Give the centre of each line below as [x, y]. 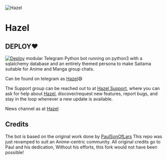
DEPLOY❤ [22, 46]
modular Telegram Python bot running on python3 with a [84, 58]
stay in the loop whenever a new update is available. [59, 99]
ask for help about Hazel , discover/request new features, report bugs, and [81, 93]
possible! [14, 152]
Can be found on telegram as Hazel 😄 [44, 78]
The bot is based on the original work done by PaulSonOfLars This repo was [84, 136]
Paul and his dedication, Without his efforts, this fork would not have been [81, 147]
